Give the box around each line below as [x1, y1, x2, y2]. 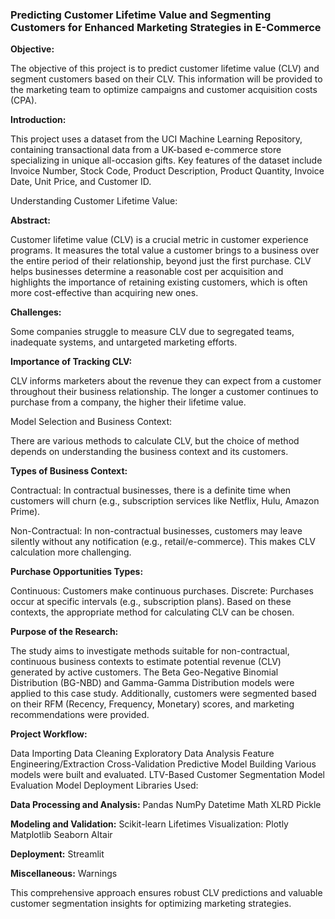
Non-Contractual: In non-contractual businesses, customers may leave [10, 525, 303, 537]
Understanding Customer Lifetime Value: [10, 195, 178, 207]
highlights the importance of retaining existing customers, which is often [10, 276, 308, 288]
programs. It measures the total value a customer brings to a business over [10, 244, 320, 257]
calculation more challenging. [10, 546, 132, 558]
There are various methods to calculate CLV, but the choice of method [10, 435, 300, 447]
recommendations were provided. [10, 709, 150, 721]
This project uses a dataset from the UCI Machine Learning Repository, [10, 133, 303, 145]
